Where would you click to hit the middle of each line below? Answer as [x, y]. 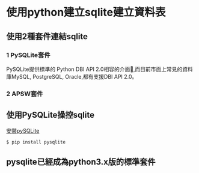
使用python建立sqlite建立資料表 [86, 12]
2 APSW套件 [25, 94]
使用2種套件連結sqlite [47, 36]
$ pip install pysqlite [36, 142]
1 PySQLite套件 [28, 55]
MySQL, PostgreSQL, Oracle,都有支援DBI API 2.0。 [74, 76]
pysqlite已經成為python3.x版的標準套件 [81, 162]
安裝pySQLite [23, 130]
